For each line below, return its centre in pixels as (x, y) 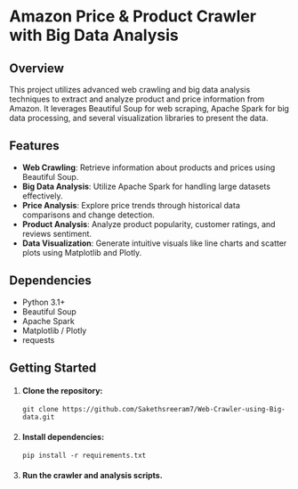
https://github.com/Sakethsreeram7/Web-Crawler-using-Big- (174, 410)
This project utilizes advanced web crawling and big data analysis (130, 90)
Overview (37, 68)
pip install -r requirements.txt (84, 456)
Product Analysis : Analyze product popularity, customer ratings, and (149, 224)
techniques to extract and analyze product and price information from (137, 99)
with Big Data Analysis (94, 35)
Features (34, 146)
